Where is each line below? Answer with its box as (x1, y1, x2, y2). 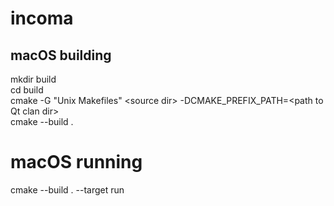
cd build (10, 84, 44, 96)
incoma (10, 7, 74, 30)
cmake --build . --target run (10, 183, 125, 196)
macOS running (10, 151, 143, 174)
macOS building (10, 47, 112, 64)
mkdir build (10, 73, 57, 85)
